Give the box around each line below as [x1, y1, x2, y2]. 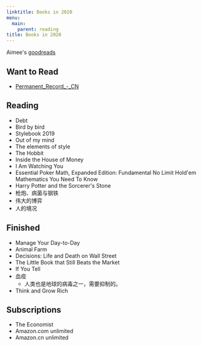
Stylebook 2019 [15, 129, 55, 137]
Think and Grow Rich [15, 286, 69, 294]
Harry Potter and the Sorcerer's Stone [15, 182, 111, 189]
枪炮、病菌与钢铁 [15, 189, 59, 196]
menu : [6, 15, 20, 21]
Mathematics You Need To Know [15, 175, 98, 183]
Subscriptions [6, 304, 61, 315]
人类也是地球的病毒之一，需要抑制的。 [24, 280, 121, 287]
